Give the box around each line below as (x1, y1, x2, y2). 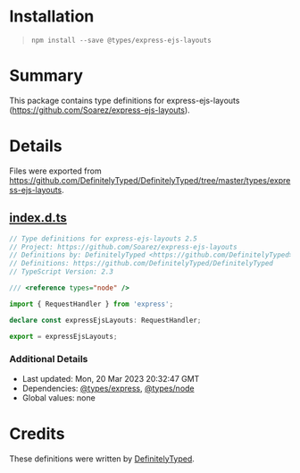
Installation (9, 6, 95, 27)
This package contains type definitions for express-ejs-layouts (9, 95, 240, 106)
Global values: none (21, 392, 96, 403)
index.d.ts (9, 210, 67, 225)
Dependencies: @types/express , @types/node (21, 383, 195, 393)
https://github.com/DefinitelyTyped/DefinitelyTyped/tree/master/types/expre (9, 174, 291, 185)
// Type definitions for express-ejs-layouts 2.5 (9, 234, 198, 243)
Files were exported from (9, 165, 102, 176)
